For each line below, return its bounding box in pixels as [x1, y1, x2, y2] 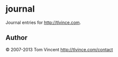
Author [5, 34, 27, 42]
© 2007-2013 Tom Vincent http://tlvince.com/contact [5, 46, 113, 52]
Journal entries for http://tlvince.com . [5, 19, 81, 25]
